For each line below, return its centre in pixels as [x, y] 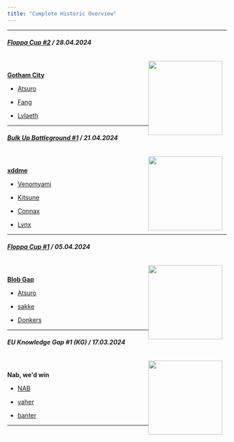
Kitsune [28, 197]
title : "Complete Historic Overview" [62, 14]
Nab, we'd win [28, 374]
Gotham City [26, 75]
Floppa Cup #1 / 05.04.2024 [49, 247]
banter [27, 415]
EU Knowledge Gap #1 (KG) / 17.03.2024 [66, 342]
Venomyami [34, 184]
